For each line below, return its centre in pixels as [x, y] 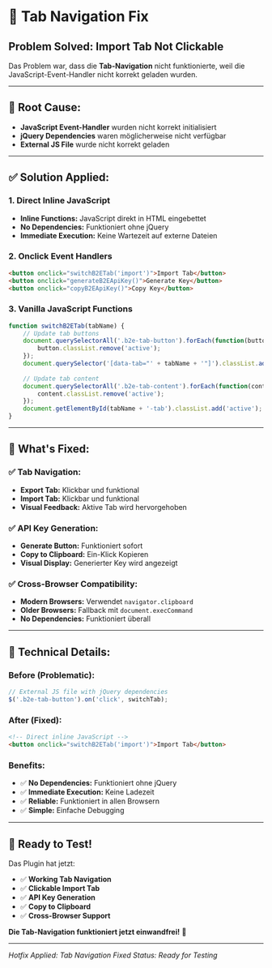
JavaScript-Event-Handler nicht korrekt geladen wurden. [103, 75]
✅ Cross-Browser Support [65, 915]
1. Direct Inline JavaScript [59, 200]
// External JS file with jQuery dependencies [88, 692]
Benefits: [27, 765]
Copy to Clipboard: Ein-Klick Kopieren [84, 555]
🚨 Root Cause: [45, 107]
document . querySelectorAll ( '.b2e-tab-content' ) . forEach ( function [136, 386]
